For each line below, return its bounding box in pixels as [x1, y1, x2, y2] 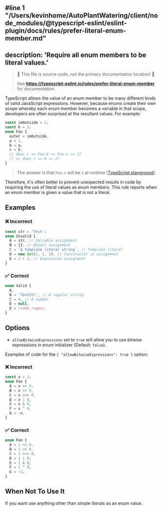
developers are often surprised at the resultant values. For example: [5, 111, 141, 117]
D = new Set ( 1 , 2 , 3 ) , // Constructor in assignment [9, 252, 119, 257]
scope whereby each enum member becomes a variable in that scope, [5, 106, 147, 111]
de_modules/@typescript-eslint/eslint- [5, 19, 127, 27]
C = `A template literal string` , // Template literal [9, 247, 123, 252]
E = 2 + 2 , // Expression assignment [9, 256, 86, 261]
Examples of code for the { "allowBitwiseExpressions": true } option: [5, 351, 148, 357]
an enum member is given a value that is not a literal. [5, 189, 111, 195]
